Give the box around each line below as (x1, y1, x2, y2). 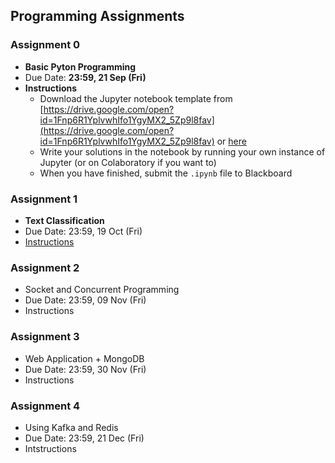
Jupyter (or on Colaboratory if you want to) (39, 156, 217, 168)
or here (216, 135, 247, 147)
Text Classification (24, 214, 105, 226)
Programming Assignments (10, 8, 185, 25)
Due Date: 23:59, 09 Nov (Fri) (24, 294, 147, 306)
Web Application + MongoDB (24, 352, 145, 364)
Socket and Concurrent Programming (24, 284, 180, 296)
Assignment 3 (10, 330, 80, 344)
